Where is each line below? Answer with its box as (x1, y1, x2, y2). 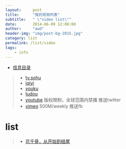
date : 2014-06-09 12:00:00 (5, 21, 76, 27)
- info (14, 50, 28, 55)
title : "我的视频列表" (5, 12, 60, 17)
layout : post (5, 7, 42, 13)
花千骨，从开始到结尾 (25, 138, 70, 144)
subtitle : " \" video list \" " (5, 17, 72, 22)
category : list (5, 36, 38, 41)
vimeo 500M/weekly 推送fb (25, 103, 83, 109)
